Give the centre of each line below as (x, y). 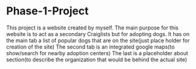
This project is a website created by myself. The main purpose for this (92, 28)
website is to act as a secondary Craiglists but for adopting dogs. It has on (98, 34)
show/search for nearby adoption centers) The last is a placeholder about (97, 53)
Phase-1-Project (47, 11)
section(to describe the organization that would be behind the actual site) (97, 59)
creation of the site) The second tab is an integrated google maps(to (91, 47)
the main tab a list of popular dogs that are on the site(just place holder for (98, 40)
